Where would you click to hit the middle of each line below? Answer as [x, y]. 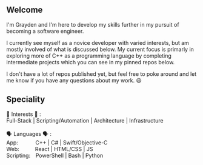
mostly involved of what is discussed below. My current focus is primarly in [100, 49]
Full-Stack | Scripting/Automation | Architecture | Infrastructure [85, 120]
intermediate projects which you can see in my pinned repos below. [91, 62]
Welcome [25, 10]
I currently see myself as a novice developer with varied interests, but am [98, 42]
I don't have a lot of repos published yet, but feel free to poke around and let [101, 74]
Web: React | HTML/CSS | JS [50, 149]
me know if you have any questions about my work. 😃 [74, 80]
